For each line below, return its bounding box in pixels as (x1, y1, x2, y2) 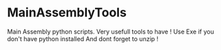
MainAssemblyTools (7, 5, 127, 21)
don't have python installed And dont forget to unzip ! (7, 34, 159, 42)
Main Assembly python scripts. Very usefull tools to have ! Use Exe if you (7, 27, 215, 36)
